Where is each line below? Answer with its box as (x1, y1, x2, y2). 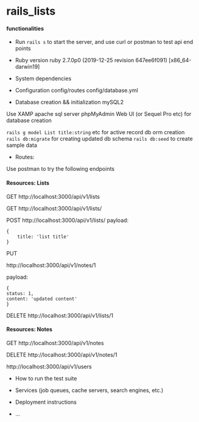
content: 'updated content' (6, 296, 78, 302)
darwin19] (15, 63, 40, 71)
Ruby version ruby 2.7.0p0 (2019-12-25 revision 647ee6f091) (15, 57, 167, 64)
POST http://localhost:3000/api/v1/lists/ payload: (6, 216, 129, 224)
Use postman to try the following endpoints (6, 165, 114, 173)
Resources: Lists (6, 179, 50, 187)
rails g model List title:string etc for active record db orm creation (6, 129, 185, 136)
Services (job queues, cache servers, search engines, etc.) (15, 386, 164, 394)
